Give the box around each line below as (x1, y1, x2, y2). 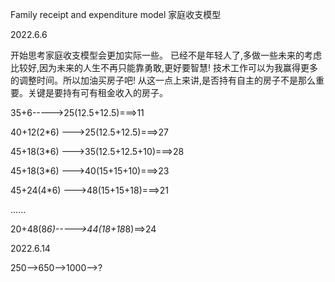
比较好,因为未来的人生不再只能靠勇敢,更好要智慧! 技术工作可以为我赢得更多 (10, 62, 319, 73)
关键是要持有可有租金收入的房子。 (27, 87, 168, 98)
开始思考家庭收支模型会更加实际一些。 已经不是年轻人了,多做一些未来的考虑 (10, 49, 322, 61)
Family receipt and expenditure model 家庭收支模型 (10, 9, 222, 20)
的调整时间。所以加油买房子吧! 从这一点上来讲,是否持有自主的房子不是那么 (10, 74, 316, 86)
